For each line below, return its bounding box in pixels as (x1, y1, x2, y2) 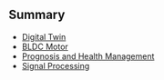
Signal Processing (21, 60, 90, 71)
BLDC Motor (21, 41, 69, 52)
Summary (8, 7, 66, 23)
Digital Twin (21, 31, 67, 42)
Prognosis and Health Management (21, 50, 155, 62)
